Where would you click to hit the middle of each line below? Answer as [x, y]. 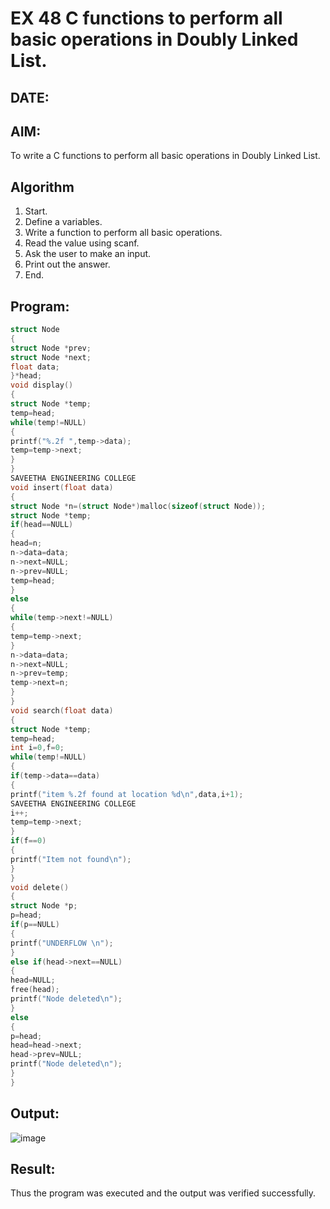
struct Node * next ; [51, 357]
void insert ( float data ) [62, 487]
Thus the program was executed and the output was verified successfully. [163, 1193]
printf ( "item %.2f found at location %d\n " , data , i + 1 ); [127, 794]
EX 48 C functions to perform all [146, 18]
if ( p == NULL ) [35, 925]
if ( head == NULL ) [42, 525]
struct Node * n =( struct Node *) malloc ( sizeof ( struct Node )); [138, 506]
